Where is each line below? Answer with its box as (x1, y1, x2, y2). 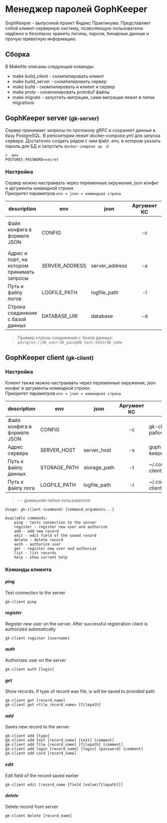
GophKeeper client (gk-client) (5, 353, 94, 362)
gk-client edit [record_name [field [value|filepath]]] (5, 782, 123, 787)
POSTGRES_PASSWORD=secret (5, 157, 59, 162)
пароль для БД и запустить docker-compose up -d (5, 143, 109, 149)
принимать (7, 268, 35, 275)
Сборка (5, 50, 30, 59)
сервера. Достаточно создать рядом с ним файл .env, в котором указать (5, 138, 161, 144)
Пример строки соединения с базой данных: (17, 334, 113, 340)
